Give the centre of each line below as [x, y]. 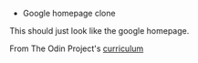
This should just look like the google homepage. [99, 31]
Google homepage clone [69, 13]
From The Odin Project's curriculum [77, 48]
